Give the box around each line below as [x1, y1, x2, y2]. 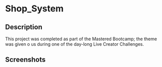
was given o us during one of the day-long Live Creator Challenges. [5, 41, 144, 47]
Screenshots [5, 56, 46, 64]
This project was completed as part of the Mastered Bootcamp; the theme [5, 36, 157, 42]
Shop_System [5, 3, 64, 14]
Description [5, 23, 42, 31]
